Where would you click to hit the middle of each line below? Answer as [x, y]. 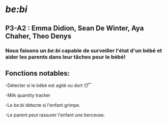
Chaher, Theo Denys [38, 36]
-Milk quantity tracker [28, 96]
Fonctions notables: [38, 73]
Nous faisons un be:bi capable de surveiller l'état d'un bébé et [83, 50]
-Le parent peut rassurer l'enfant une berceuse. [55, 115]
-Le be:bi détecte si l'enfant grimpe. [43, 105]
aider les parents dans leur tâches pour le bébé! [65, 57]
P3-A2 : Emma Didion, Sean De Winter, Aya [75, 28]
